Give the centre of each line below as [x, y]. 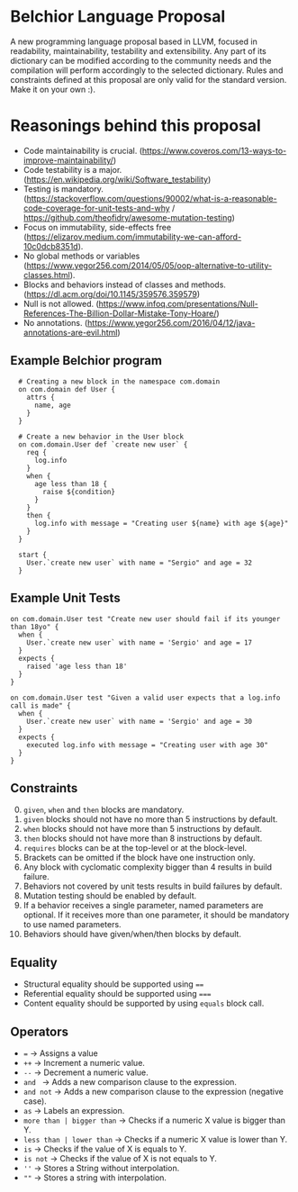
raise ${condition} [79, 492]
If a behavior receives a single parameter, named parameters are [143, 906]
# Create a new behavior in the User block [101, 437]
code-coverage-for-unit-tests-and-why [96, 208]
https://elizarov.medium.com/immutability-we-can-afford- [134, 237]
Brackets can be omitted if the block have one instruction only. [139, 858]
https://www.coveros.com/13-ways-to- [214, 150]
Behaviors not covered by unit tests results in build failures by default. [153, 886]
